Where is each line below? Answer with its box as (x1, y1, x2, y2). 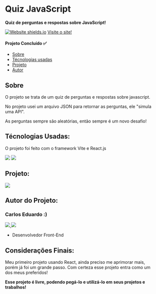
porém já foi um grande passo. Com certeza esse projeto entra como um (5, 265, 151, 271)
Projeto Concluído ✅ (5, 40, 47, 46)
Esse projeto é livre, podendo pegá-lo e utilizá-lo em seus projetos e (5, 279, 145, 285)
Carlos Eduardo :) (5, 211, 48, 218)
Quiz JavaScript (5, 3, 71, 15)
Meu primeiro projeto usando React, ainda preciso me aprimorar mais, (5, 259, 145, 265)
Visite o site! (47, 29, 72, 35)
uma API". (5, 108, 25, 114)
